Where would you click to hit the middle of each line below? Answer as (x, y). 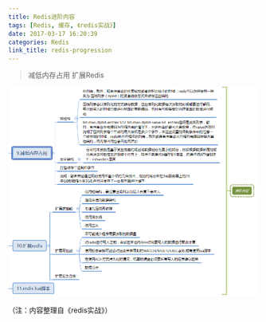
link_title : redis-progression (60, 51)
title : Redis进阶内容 (42, 17)
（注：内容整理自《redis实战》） (60, 310)
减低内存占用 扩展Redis (66, 75)
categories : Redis (39, 42)
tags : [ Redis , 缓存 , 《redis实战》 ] (63, 25)
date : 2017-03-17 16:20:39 (53, 33)
